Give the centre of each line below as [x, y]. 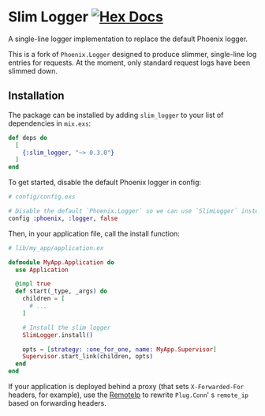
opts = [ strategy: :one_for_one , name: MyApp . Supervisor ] [119, 349]
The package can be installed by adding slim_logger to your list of [116, 115]
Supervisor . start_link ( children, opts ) [88, 357]
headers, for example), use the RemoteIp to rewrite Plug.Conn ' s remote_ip [128, 395]
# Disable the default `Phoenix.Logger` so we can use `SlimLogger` [123, 211]
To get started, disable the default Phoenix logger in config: [105, 183]
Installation [36, 96]
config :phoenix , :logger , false [63, 218]
